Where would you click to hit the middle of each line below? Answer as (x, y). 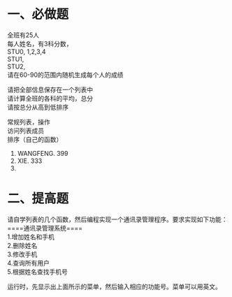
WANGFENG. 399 (43, 153)
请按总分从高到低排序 (38, 107)
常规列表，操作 (29, 122)
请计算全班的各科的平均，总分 (50, 98)
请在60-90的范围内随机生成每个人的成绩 (65, 75)
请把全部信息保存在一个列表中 (50, 89)
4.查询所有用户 (29, 263)
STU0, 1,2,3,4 (27, 51)
